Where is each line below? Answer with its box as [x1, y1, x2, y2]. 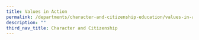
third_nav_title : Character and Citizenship [6, 25, 118, 31]
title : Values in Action [6, 8, 68, 15]
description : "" [6, 19, 46, 25]
